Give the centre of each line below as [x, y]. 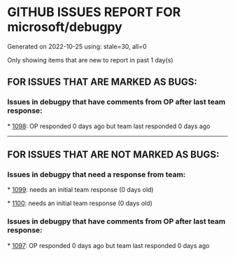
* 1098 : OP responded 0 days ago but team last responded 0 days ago [109, 126]
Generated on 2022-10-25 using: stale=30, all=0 [77, 46]
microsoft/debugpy [65, 27]
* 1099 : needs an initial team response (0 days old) [80, 190]
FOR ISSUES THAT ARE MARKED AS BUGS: [102, 82]
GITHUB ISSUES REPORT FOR [94, 12]
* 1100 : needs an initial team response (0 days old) [80, 203]
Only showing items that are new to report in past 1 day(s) [90, 60]
